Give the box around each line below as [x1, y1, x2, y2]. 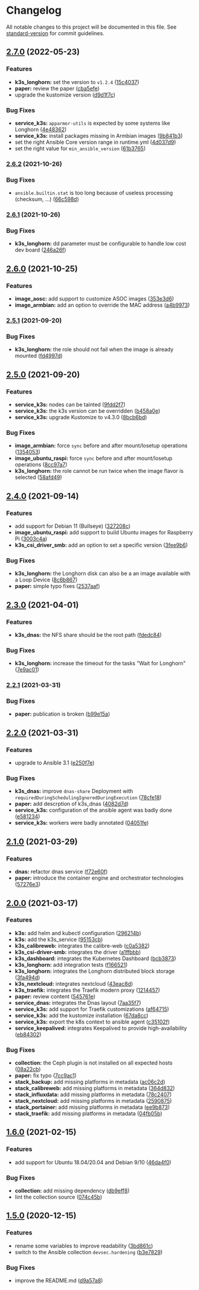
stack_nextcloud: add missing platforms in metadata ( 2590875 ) [14, 1097, 172, 1105]
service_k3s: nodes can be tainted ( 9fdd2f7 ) [14, 401, 126, 408]
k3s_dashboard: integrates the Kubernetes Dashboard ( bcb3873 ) [14, 955, 176, 962]
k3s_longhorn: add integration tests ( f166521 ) [14, 961, 128, 968]
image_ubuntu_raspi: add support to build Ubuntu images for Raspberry [14, 528, 193, 536]
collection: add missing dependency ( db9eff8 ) [14, 1187, 129, 1195]
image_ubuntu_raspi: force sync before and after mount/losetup [14, 454, 173, 462]
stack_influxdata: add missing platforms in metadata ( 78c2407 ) [14, 1091, 172, 1098]
